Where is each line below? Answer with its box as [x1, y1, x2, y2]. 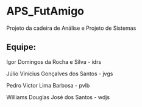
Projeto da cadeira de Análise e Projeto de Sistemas [6, 24, 137, 32]
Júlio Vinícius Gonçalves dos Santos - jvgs [6, 70, 113, 77]
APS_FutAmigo [6, 4, 84, 18]
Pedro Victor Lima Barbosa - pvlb [6, 81, 90, 89]
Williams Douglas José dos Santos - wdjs [6, 93, 110, 101]
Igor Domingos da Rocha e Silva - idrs [6, 58, 102, 65]
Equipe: [6, 42, 37, 52]
